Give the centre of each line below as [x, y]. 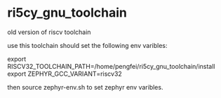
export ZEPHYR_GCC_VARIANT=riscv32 [65, 74]
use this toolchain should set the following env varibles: [87, 45]
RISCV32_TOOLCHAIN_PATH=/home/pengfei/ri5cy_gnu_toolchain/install [111, 66]
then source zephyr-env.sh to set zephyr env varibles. [85, 87]
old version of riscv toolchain [49, 32]
